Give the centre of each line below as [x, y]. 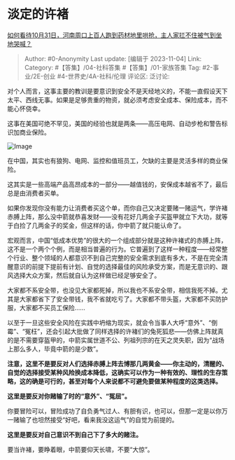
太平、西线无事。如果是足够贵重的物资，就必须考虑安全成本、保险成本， [111, 99]
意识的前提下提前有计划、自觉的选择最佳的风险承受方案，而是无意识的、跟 [120, 266]
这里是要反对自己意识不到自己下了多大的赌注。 [74, 434]
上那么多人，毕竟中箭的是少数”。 [55, 349]
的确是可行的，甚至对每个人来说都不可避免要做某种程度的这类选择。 [123, 381]
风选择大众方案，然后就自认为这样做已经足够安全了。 [84, 275]
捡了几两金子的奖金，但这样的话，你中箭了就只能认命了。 [102, 225]
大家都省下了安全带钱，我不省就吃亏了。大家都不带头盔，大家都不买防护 [123, 299]
